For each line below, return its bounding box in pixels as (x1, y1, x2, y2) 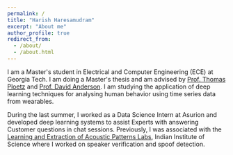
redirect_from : (7, 36, 51, 43)
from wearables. (7, 97, 54, 105)
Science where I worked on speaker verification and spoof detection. (7, 140, 205, 148)
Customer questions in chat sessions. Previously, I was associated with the (7, 125, 223, 134)
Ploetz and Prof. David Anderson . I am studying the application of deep (7, 82, 211, 91)
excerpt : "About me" (7, 23, 67, 30)
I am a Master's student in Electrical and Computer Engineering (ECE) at (7, 67, 214, 76)
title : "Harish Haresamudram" (7, 17, 95, 24)
